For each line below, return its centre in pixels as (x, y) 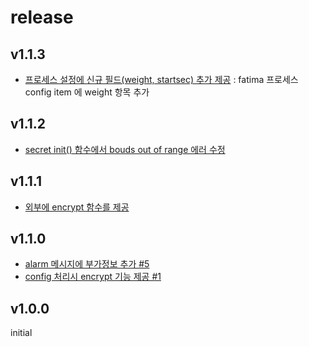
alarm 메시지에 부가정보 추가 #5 (87, 264)
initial (21, 333)
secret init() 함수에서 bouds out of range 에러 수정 (125, 149)
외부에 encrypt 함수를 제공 (77, 207)
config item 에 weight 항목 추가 (87, 92)
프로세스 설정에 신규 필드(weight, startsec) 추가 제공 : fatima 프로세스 (161, 79)
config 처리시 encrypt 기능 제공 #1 (93, 277)
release (42, 17)
